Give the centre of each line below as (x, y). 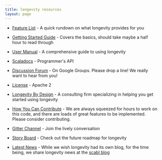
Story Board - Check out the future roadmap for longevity (69, 138)
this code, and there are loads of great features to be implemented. (79, 114)
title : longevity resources (33, 9)
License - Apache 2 (32, 85)
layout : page (18, 14)
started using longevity (35, 99)
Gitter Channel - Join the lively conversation (56, 128)
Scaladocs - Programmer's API (43, 61)
